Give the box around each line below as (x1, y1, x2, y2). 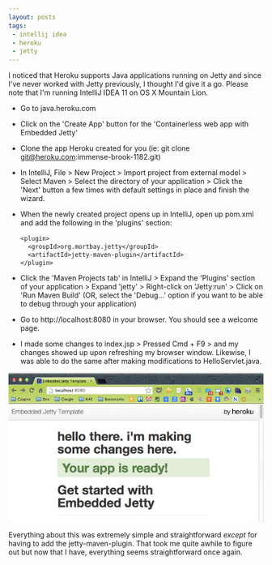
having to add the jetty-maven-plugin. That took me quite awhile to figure (8, 539, 253, 549)
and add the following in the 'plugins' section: (19, 218, 172, 228)
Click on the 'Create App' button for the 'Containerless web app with (19, 119, 249, 129)
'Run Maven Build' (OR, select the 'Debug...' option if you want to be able (19, 290, 263, 300)
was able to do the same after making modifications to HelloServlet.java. (19, 357, 262, 366)
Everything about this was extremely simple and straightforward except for (8, 530, 257, 540)
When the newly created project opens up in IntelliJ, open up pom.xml (19, 209, 254, 219)
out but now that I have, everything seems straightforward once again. (8, 547, 243, 557)
